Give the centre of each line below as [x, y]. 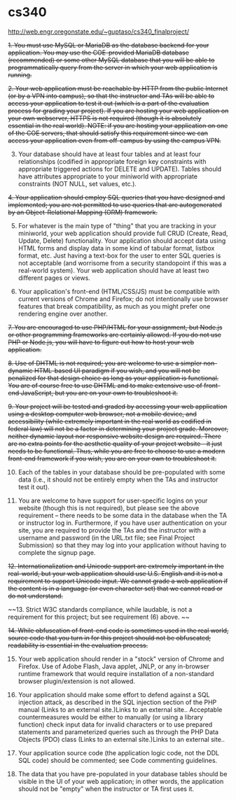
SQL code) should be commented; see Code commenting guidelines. [118, 760]
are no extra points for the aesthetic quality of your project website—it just [115, 443]
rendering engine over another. [63, 314]
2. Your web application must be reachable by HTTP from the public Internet [118, 88]
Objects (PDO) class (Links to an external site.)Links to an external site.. [121, 739]
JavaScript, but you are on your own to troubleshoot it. [99, 393]
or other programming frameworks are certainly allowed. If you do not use [115, 335]
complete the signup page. [57, 552]
